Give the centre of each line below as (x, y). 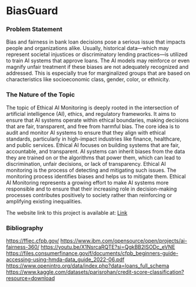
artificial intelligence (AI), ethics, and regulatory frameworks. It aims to (91, 114)
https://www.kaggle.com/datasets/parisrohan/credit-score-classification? (95, 272)
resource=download (31, 278)
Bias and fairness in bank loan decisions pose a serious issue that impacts (96, 42)
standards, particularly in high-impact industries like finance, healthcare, (94, 139)
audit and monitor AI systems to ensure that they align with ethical (86, 132)
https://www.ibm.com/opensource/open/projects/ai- (124, 241)
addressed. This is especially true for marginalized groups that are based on (98, 73)
